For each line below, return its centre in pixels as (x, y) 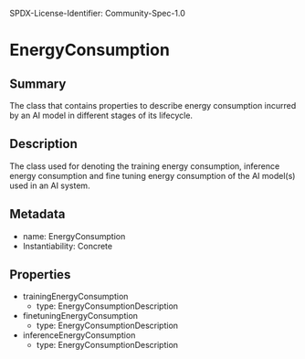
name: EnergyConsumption (74, 236)
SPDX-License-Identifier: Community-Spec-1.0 (97, 13)
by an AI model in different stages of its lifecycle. (101, 115)
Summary (38, 84)
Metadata (37, 214)
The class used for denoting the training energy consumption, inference (145, 166)
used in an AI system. (50, 185)
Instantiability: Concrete (67, 246)
